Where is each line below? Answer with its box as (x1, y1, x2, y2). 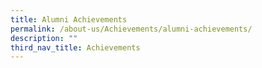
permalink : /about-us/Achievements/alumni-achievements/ (10, 24, 253, 34)
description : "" (10, 33, 78, 43)
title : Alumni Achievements (10, 14, 128, 25)
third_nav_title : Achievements (10, 42, 141, 53)
